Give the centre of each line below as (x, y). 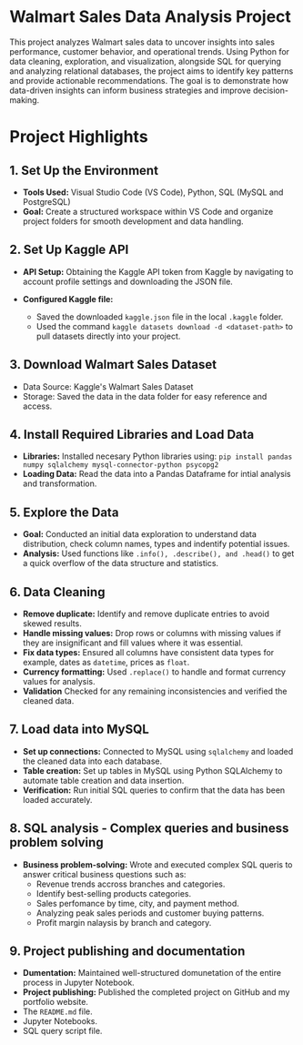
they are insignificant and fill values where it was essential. (133, 643)
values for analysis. (59, 681)
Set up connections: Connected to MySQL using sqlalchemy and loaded (158, 751)
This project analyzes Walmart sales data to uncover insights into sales (142, 42)
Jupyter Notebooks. (60, 1021)
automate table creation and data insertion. (103, 780)
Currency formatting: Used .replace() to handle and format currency (154, 672)
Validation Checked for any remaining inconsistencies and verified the (155, 691)
